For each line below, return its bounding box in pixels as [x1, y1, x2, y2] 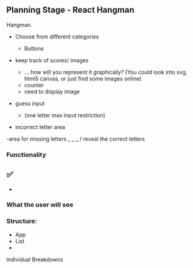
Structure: [6, 217, 38, 225]
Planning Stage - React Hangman [6, 5, 135, 15]
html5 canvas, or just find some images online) [24, 74, 142, 82]
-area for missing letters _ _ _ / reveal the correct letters [6, 135, 145, 142]
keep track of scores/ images [15, 56, 89, 63]
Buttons [24, 45, 44, 52]
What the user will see [6, 201, 74, 209]
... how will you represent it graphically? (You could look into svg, [24, 68, 188, 76]
